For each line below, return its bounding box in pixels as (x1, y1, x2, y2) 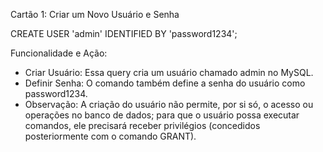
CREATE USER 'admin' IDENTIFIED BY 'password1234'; (10, 28, 238, 39)
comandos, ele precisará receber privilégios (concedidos (24, 120, 261, 131)
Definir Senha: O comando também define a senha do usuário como (24, 77, 306, 89)
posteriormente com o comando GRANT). (24, 130, 197, 142)
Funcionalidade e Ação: (10, 47, 108, 59)
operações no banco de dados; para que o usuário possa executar (24, 109, 300, 121)
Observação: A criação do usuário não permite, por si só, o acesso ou (24, 99, 314, 110)
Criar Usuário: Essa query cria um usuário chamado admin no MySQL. (24, 67, 314, 78)
